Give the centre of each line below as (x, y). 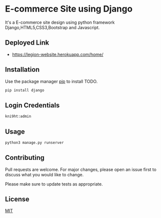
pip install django (25, 90)
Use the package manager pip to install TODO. (51, 81)
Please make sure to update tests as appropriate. (54, 184)
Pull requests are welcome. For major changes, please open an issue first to (81, 169)
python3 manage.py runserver (34, 142)
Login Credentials (32, 105)
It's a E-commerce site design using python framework (60, 22)
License (17, 199)
